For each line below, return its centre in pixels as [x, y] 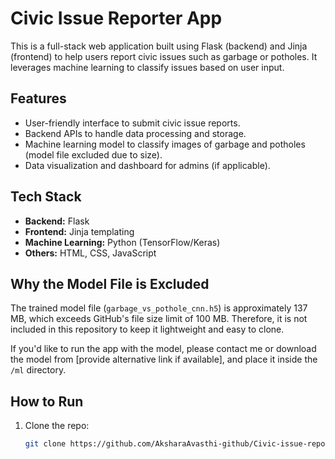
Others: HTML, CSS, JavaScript [90, 253]
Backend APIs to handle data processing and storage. [135, 133]
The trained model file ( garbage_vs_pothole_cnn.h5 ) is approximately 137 [159, 308]
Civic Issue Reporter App [116, 18]
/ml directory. [38, 370]
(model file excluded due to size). [93, 154]
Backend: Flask [57, 221]
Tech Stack [46, 197]
